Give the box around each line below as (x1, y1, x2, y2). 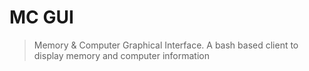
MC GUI (9, 6, 74, 29)
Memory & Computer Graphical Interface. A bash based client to (33, 39, 299, 51)
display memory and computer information (33, 49, 210, 61)
